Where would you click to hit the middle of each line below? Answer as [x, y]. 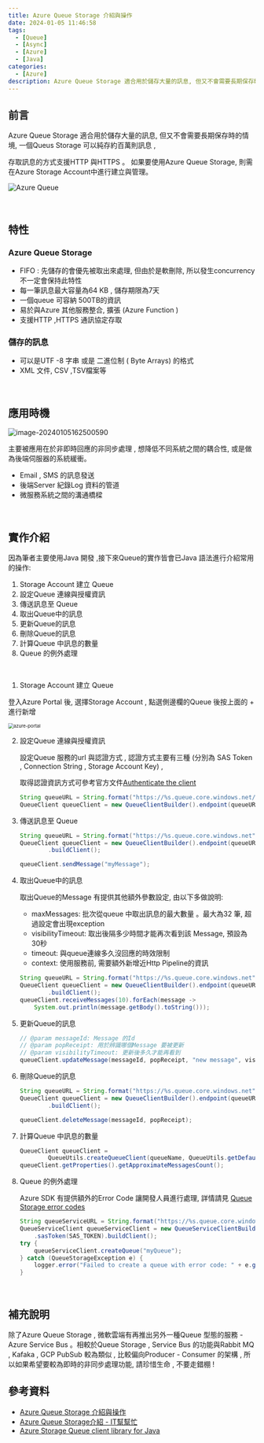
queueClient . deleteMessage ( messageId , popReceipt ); [106, 1120]
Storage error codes [52, 1207]
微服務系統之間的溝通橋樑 [61, 495]
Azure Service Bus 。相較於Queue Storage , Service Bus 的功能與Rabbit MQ [131, 1344]
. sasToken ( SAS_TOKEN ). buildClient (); [96, 1236]
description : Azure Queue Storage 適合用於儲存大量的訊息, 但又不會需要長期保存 [131, 81]
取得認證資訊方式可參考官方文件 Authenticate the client [108, 782]
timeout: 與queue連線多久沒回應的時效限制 [101, 954]
